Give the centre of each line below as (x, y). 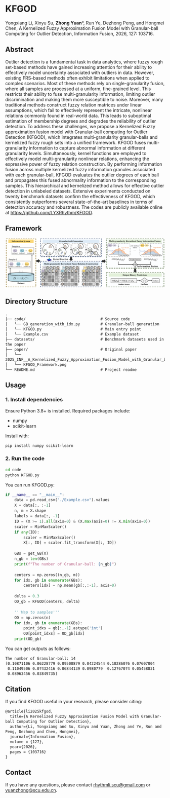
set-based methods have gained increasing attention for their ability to (79, 67)
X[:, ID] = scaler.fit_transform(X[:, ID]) (70, 543)
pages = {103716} (28, 752)
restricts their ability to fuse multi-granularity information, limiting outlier (80, 94)
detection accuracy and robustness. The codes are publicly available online (84, 207)
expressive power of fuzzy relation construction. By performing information (84, 164)
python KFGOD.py (22, 475)
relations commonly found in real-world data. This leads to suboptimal (78, 116)
